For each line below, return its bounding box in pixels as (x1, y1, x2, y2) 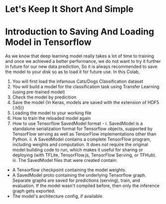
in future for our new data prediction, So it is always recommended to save (5, 63, 158, 70)
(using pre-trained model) (12, 89, 65, 95)
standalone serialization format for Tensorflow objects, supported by (12, 126, 153, 132)
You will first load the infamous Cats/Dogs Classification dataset (12, 78, 144, 85)
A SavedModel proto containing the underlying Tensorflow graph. (12, 172, 146, 178)
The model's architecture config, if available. (12, 193, 104, 199)
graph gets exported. (12, 188, 55, 194)
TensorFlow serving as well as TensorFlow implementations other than (12, 131, 157, 137)
